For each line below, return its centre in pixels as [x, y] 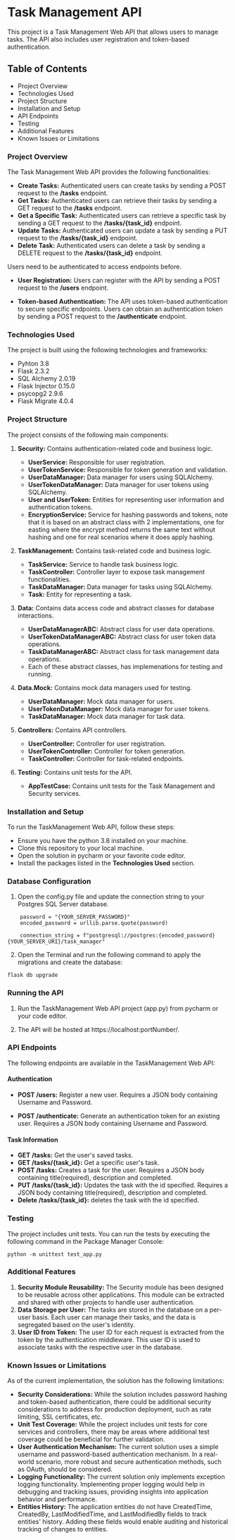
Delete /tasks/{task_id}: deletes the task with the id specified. [108, 1200]
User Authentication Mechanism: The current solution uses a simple [118, 1447]
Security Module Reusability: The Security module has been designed [120, 1287]
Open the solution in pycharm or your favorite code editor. [102, 855]
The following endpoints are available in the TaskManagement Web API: [111, 1063]
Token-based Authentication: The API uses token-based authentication [122, 302]
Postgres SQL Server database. [63, 904]
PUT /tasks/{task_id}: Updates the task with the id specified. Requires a [123, 1185]
